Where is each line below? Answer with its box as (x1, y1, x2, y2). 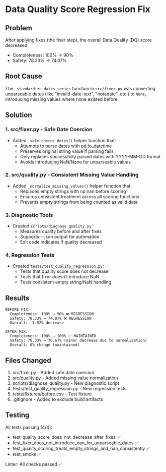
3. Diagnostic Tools (5, 211, 53, 218)
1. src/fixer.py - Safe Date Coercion (5, 126, 93, 133)
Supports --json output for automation (20, 233, 100, 240)
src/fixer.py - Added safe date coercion (12, 370, 95, 376)
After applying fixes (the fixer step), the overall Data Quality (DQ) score (5, 37, 152, 43)
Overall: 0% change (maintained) (10, 342, 80, 347)
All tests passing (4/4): (5, 424, 53, 430)
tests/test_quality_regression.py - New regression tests (12, 386, 127, 392)
